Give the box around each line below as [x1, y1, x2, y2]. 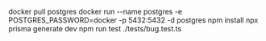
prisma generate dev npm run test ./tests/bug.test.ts [8, 24, 182, 33]
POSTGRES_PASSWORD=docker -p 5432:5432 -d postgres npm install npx [8, 15, 259, 25]
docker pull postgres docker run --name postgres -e [8, 7, 183, 16]
